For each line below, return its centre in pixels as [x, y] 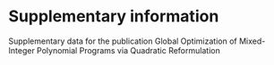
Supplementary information [114, 16]
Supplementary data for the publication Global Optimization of [123, 41]
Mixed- [253, 41]
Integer [21, 50]
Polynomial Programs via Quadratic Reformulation [128, 50]
